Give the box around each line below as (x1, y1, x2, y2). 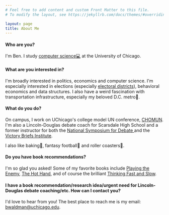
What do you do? (5, 105, 42, 112)
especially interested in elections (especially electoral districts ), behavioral (5, 83, 160, 89)
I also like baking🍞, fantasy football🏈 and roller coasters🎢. (5, 142, 125, 148)
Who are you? (5, 41, 35, 47)
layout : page (5, 21, 33, 26)
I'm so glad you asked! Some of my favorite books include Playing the (5, 165, 150, 172)
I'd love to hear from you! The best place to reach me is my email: (5, 199, 141, 205)
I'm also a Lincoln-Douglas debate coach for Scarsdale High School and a (5, 122, 158, 128)
